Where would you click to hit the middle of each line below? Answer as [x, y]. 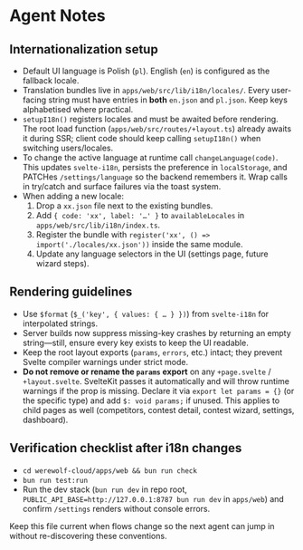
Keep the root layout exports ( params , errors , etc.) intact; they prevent [152, 352]
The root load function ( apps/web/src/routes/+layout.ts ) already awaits [157, 129]
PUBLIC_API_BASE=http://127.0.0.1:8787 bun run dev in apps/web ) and [153, 498]
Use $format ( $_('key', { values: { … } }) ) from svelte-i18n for [146, 314]
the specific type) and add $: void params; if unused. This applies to [151, 400]
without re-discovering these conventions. [88, 536]
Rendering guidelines [71, 292]
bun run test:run [55, 480]
